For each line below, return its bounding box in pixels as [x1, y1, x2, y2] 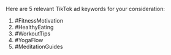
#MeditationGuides [14, 43, 63, 50]
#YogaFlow [14, 37, 44, 43]
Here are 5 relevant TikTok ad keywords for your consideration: [6, 5, 165, 12]
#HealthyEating [14, 24, 54, 31]
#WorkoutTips [14, 30, 51, 37]
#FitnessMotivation [14, 17, 64, 24]
